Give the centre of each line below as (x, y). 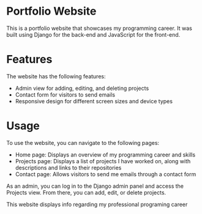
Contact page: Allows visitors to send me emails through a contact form (106, 174)
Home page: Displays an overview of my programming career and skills (105, 155)
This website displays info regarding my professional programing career (97, 204)
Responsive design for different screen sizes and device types (94, 101)
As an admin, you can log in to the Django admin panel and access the (95, 186)
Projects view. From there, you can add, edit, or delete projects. (86, 192)
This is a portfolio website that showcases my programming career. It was (99, 28)
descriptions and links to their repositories (68, 168)
